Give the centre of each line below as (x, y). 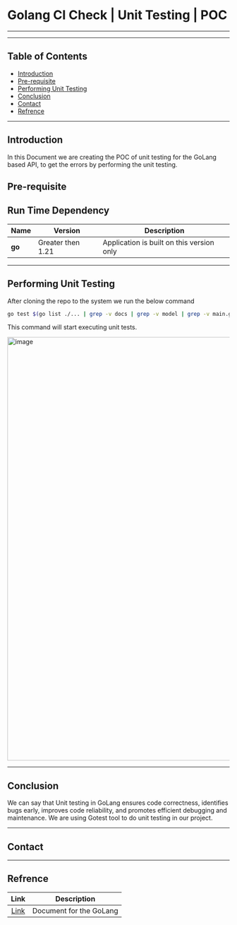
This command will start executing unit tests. (72, 327)
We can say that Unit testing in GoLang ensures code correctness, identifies (118, 803)
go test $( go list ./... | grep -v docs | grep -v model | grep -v (109, 314)
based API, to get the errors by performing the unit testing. (92, 164)
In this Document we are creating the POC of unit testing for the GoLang (112, 157)
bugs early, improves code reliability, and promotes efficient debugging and (117, 811)
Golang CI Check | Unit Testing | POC (117, 15)
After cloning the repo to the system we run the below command (101, 301)
